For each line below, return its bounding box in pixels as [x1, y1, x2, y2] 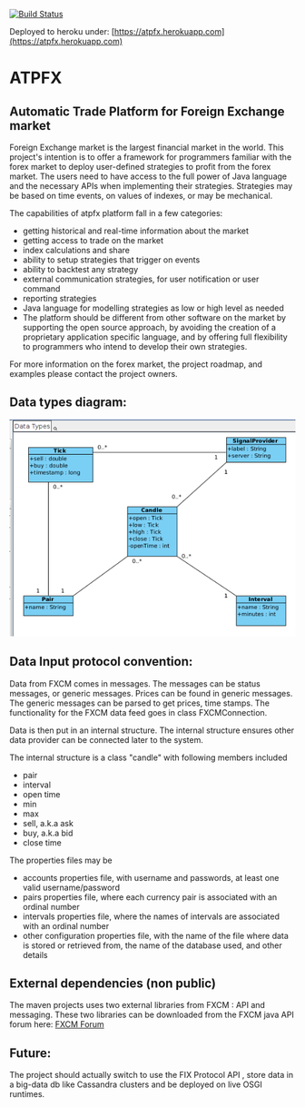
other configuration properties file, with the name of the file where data [22, 930, 289, 941]
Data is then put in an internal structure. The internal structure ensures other [9, 725, 295, 736]
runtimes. [9, 1089, 45, 1100]
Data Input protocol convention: [9, 654, 193, 669]
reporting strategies [22, 293, 97, 303]
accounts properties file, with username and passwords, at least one [22, 872, 280, 883]
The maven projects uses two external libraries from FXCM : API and [9, 1000, 266, 1011]
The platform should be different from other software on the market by [22, 312, 287, 322]
